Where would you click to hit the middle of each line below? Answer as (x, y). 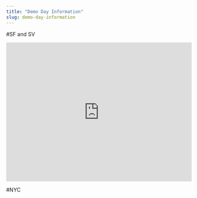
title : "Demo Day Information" (45, 12)
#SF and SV (21, 34)
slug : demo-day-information (41, 17)
